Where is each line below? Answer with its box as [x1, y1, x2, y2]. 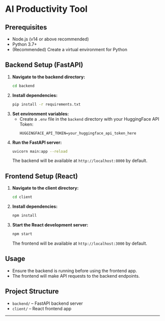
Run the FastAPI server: [12, 139, 62, 145]
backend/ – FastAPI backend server [12, 300, 83, 306]
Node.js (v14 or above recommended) [12, 36, 89, 42]
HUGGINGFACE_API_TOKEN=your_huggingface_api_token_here [19, 130, 137, 136]
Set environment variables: [12, 111, 69, 117]
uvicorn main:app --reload [12, 149, 68, 154]
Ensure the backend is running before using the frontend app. [12, 267, 137, 274]
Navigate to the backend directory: [12, 74, 85, 80]
